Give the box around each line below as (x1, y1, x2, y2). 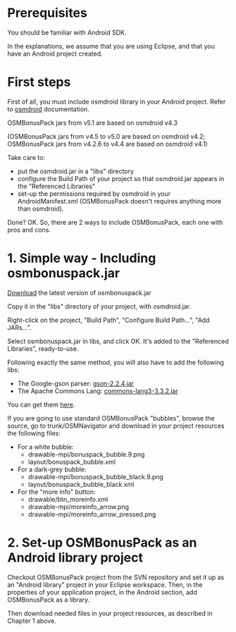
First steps (7, 74, 71, 90)
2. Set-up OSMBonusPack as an (7, 535, 197, 550)
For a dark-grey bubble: (17, 465, 87, 473)
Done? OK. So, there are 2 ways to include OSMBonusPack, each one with (7, 218, 223, 226)
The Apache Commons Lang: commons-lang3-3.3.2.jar (17, 386, 178, 395)
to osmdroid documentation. (7, 104, 89, 113)
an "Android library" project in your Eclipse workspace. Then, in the (7, 580, 203, 589)
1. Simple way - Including (7, 250, 156, 266)
